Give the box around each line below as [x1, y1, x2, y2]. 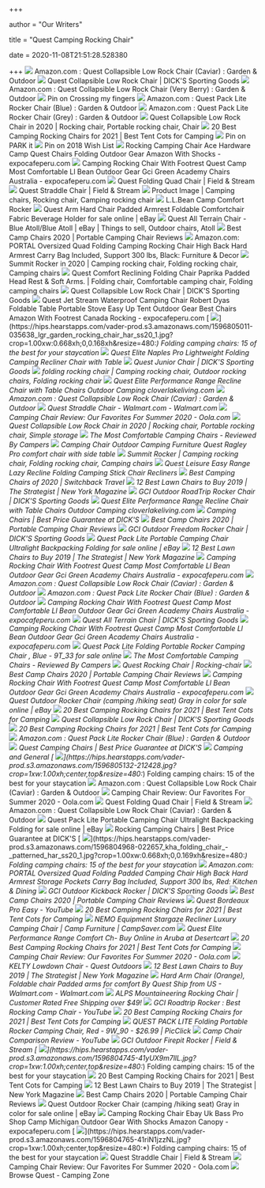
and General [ [9, 752, 54, 762]
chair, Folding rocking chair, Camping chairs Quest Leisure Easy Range [9, 459, 251, 467]
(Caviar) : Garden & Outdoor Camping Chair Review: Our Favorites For [9, 788, 245, 797]
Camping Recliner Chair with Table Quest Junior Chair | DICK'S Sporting [9, 358, 255, 366]
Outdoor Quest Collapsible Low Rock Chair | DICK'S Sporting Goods [9, 76, 240, 85]
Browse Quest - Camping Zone [9, 1171, 110, 1179]
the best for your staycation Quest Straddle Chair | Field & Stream [9, 1152, 232, 1162]
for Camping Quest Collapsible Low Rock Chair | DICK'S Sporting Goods [9, 715, 255, 724]
